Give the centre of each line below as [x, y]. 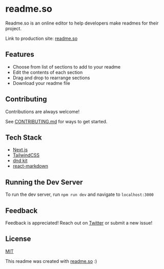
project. [14, 28]
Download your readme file [41, 83]
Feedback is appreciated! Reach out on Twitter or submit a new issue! [79, 223]
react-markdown [30, 166]
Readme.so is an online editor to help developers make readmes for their [82, 23]
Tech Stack [24, 137]
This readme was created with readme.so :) [51, 261]
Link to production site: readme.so [42, 38]
